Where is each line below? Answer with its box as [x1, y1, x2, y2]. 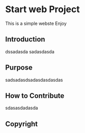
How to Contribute [5, 91, 65, 100]
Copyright [5, 119, 38, 128]
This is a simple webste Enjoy [5, 20, 67, 26]
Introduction [5, 35, 46, 44]
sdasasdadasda [5, 105, 38, 111]
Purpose [5, 63, 33, 72]
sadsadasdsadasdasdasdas [5, 77, 63, 83]
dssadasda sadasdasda [5, 48, 55, 54]
